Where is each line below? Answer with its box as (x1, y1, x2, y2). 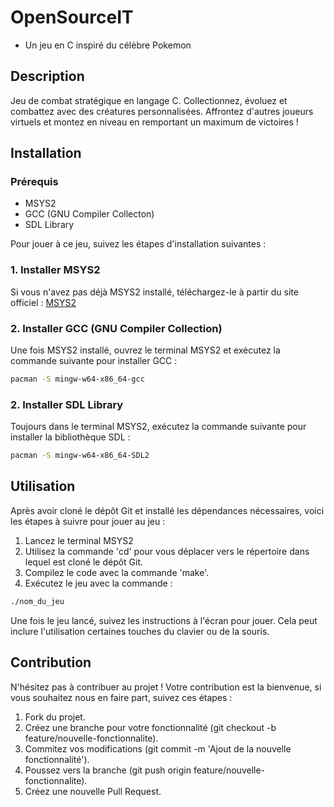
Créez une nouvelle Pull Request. (24, 785, 162, 797)
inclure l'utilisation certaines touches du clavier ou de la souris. (10, 625, 270, 637)
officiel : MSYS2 (10, 296, 77, 308)
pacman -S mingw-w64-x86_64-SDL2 (10, 451, 150, 461)
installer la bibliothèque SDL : (10, 431, 131, 443)
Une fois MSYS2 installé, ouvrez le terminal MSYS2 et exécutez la (10, 344, 281, 356)
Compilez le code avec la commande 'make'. (24, 566, 210, 578)
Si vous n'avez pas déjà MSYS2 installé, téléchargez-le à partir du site (10, 286, 299, 298)
